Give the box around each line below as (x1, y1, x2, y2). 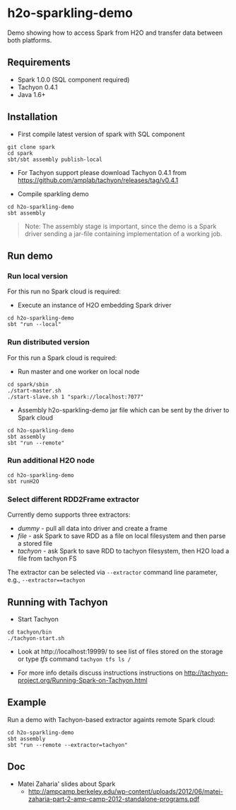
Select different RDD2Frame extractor (7, 494, 140, 504)
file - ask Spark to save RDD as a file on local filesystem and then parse (17, 531, 226, 540)
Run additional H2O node (7, 456, 95, 466)
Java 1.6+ (17, 90, 46, 99)
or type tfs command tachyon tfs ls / (17, 654, 131, 663)
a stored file (17, 539, 53, 548)
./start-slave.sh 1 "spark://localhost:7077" (7, 393, 143, 400)
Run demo (7, 249, 53, 261)
